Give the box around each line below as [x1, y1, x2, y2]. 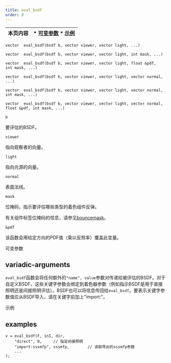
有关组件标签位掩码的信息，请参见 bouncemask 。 [5, 214, 109, 220]
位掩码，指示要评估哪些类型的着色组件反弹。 [5, 204, 100, 210]
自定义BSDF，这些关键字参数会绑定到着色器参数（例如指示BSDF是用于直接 [5, 281, 163, 287]
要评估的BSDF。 [5, 124, 40, 130]
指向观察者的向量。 [5, 144, 46, 150]
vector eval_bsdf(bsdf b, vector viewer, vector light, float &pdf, [5, 60, 157, 66]
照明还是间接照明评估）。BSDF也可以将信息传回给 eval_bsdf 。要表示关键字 [5, 288, 161, 294]
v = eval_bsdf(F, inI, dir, [5, 334, 65, 339]
